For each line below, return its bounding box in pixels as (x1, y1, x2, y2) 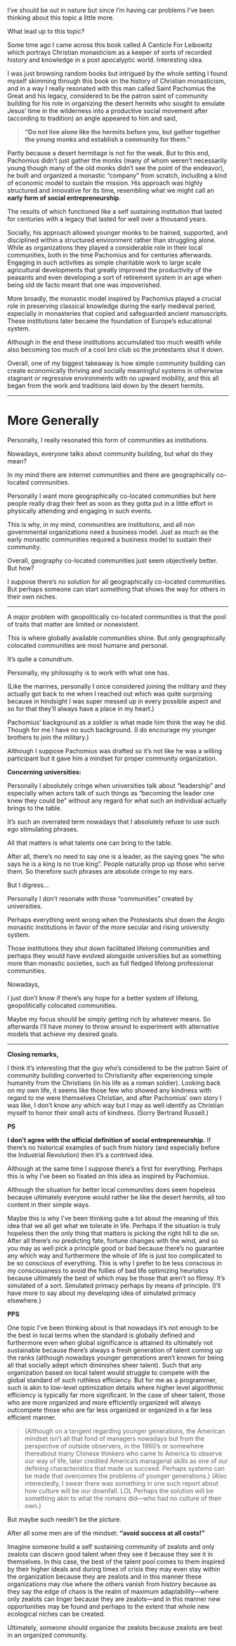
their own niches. (7, 592, 58, 601)
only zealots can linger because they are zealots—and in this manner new (7, 1595, 221, 1603)
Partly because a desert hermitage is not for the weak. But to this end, (7, 149, 211, 157)
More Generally (7, 413, 100, 428)
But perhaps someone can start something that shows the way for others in (7, 585, 226, 593)
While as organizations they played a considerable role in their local (7, 243, 203, 252)
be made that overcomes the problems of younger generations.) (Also (24, 1472, 227, 1480)
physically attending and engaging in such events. (7, 506, 152, 515)
